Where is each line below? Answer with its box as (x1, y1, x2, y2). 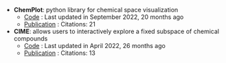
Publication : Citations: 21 (23, 20, 96, 28)
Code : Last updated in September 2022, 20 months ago (23, 13, 184, 21)
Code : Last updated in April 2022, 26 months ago (23, 42, 166, 49)
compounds (13, 35, 48, 43)
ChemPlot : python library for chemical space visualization (13, 6, 179, 14)
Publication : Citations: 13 (23, 49, 96, 57)
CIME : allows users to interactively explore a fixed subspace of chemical (13, 27, 220, 35)
